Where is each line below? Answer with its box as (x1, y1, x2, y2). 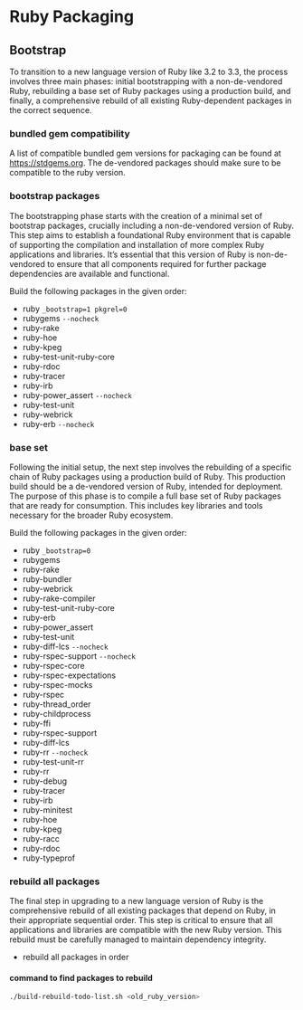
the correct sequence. (9, 105, 92, 115)
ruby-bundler (22, 573, 72, 585)
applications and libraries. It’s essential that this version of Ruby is (9, 249, 255, 260)
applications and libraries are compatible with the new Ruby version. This (9, 925, 282, 936)
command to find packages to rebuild (9, 972, 154, 983)
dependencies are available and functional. (9, 268, 170, 279)
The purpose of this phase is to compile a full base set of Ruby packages (9, 491, 282, 501)
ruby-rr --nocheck (22, 747, 89, 757)
